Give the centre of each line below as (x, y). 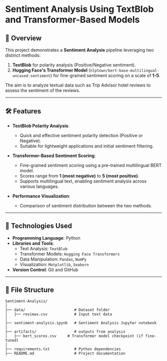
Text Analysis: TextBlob (44, 248)
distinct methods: (23, 55)
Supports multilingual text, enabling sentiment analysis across (83, 181)
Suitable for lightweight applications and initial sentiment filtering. (87, 146)
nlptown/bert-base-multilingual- (125, 71)
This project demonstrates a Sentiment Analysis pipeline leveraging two (80, 50)
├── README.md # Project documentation (65, 354)
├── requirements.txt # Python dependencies (63, 349)
